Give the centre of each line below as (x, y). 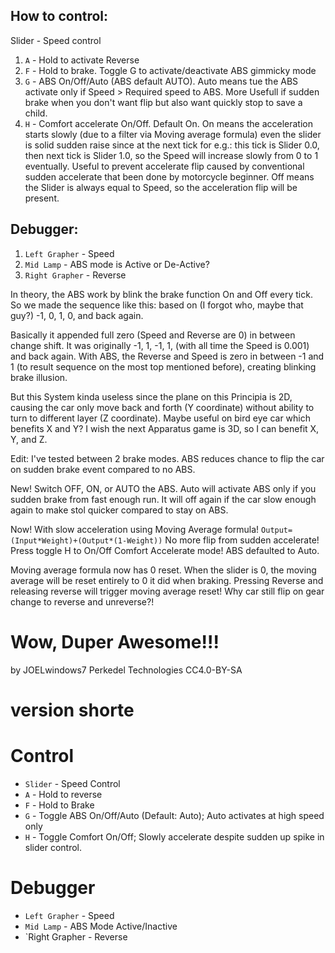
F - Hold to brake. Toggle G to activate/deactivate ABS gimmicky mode (170, 70)
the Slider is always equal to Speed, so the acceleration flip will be (161, 187)
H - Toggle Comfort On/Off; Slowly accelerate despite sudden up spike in (174, 836)
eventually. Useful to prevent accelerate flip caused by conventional (164, 166)
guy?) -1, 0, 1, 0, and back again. (77, 315)
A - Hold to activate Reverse (82, 60)
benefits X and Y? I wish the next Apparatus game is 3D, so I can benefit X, (165, 428)
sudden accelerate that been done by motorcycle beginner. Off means (169, 176)
